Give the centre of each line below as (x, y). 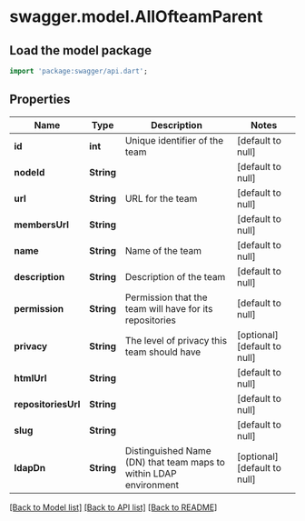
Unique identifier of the (174, 140)
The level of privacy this (176, 340)
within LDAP (151, 473)
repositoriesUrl (47, 404)
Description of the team (175, 276)
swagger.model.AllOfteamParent (136, 17)
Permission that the (166, 297)
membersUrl (42, 225)
